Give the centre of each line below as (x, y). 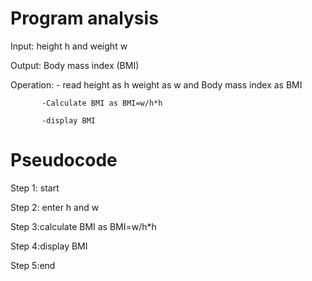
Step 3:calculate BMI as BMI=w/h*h (83, 226)
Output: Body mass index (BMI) (75, 65)
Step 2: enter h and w (55, 207)
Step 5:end (33, 265)
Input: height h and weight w (69, 46)
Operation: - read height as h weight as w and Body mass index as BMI (156, 84)
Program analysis (84, 18)
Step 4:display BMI (49, 246)
